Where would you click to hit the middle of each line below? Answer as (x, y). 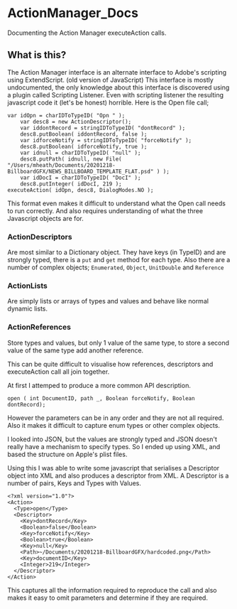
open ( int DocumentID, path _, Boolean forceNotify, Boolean (101, 398)
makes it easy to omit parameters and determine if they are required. (108, 598)
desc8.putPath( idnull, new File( (71, 159)
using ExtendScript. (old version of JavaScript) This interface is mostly (111, 80)
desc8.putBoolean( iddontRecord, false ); (84, 134)
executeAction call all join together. (59, 372)
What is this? (37, 55)
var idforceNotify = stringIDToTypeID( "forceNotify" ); (106, 140)
